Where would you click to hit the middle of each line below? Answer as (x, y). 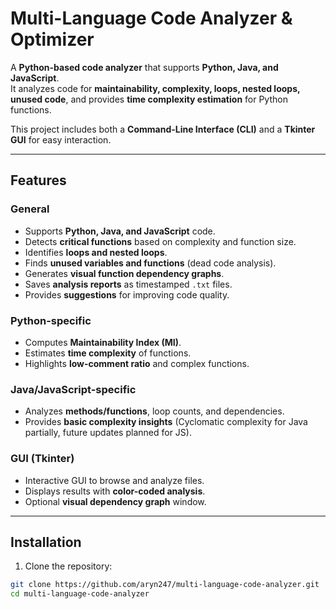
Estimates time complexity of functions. (108, 353)
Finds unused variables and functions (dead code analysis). (150, 263)
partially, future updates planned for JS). (108, 433)
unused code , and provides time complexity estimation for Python (149, 99)
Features (38, 180)
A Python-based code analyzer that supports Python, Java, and (144, 67)
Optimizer (52, 39)
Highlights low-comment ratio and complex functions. (137, 363)
